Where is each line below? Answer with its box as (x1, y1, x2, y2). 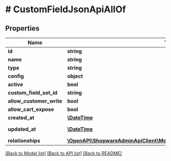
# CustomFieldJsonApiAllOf (5, 4, 126, 15)
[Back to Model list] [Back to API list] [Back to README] (5, 150, 122, 156)
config (8, 73, 24, 80)
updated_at (8, 126, 36, 132)
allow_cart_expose (8, 106, 54, 113)
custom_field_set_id (8, 89, 58, 96)
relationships (8, 137, 41, 144)
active (8, 81, 23, 88)
